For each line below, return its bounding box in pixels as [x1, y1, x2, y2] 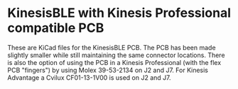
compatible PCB [7, 20, 104, 36]
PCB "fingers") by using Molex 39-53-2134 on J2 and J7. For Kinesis [7, 66, 208, 74]
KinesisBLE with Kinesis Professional [7, 5, 232, 21]
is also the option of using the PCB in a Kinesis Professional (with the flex [7, 58, 222, 66]
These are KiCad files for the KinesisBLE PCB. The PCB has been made [7, 43, 216, 52]
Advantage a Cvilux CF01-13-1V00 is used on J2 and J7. [7, 73, 171, 82]
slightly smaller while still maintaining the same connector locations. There [7, 51, 225, 59]
